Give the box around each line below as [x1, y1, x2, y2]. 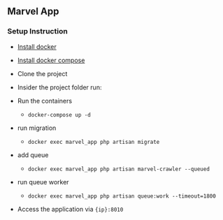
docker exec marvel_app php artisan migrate [27, 138, 160, 145]
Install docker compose [17, 56, 85, 64]
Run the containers [17, 96, 72, 105]
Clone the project [17, 69, 68, 78]
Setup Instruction [7, 27, 68, 36]
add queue [17, 150, 49, 159]
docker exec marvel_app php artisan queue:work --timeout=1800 [27, 192, 217, 200]
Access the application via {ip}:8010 [17, 205, 124, 213]
